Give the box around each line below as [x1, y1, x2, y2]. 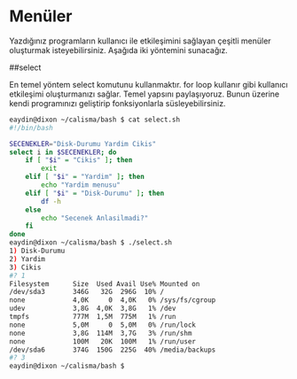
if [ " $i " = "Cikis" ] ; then [25, 156, 133, 165]
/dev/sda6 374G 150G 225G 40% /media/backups [9, 345, 216, 354]
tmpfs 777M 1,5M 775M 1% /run [9, 313, 176, 321]
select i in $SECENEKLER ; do [9, 148, 117, 157]
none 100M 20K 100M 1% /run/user [9, 336, 197, 346]
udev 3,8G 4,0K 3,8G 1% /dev [9, 304, 176, 313]
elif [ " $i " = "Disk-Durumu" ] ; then [25, 189, 165, 197]
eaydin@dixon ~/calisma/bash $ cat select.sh [9, 115, 180, 124]
